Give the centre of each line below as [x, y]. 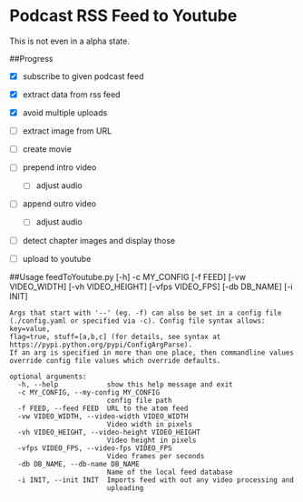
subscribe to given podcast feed [83, 76]
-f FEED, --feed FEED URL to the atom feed [103, 408]
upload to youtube [57, 258]
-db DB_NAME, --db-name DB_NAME [79, 464]
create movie [47, 149]
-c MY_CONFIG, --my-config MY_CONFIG [89, 392]
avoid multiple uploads [65, 113]
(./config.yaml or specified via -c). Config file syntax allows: [137, 321]
